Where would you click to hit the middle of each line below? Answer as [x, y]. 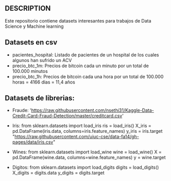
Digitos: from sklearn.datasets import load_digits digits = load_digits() [85, 167]
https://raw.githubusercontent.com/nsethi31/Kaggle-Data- [93, 110]
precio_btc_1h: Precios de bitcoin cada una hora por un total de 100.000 [88, 76]
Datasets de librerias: [40, 98]
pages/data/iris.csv [33, 142]
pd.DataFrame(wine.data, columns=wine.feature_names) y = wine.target [89, 157]
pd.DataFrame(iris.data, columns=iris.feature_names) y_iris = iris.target [87, 131]
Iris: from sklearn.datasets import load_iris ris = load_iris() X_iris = [82, 126]
